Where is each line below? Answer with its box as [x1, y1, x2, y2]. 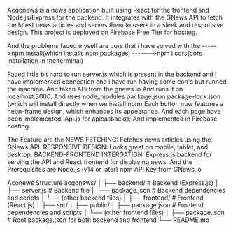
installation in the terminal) [7, 57, 84, 65]
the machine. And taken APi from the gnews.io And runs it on [7, 85, 183, 93]
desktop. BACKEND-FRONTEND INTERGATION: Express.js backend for [7, 150, 212, 158]
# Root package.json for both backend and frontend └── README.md [7, 216, 210, 224]
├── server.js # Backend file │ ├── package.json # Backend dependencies [7, 186, 226, 194]
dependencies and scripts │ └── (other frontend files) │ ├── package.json [7, 209, 225, 216]
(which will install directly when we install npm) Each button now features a [7, 100, 224, 107]
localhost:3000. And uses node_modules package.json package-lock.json [7, 92, 221, 100]
